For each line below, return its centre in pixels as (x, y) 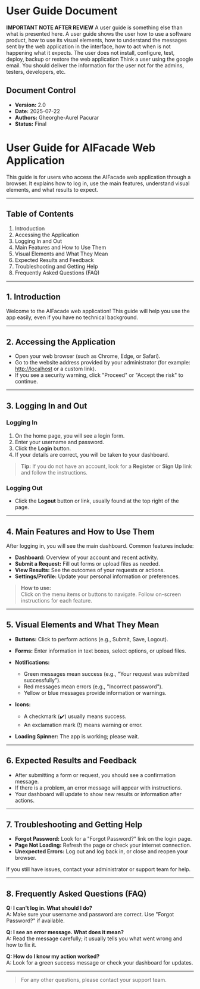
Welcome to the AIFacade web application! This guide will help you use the (98, 311)
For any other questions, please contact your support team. (93, 980)
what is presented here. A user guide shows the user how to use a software (99, 33)
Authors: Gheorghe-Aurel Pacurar (57, 117)
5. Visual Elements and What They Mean (83, 625)
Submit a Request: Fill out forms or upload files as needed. (87, 563)
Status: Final (30, 124)
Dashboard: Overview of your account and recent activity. (86, 557)
